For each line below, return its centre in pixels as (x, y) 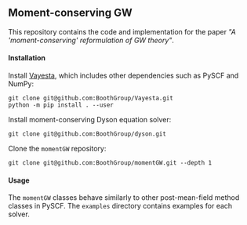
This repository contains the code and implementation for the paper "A (122, 31)
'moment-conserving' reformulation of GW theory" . (91, 40)
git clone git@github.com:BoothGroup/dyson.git (87, 134)
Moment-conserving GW (70, 13)
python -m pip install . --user (61, 105)
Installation (27, 58)
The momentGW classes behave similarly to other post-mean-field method (124, 198)
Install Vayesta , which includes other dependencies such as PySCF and (123, 76)
